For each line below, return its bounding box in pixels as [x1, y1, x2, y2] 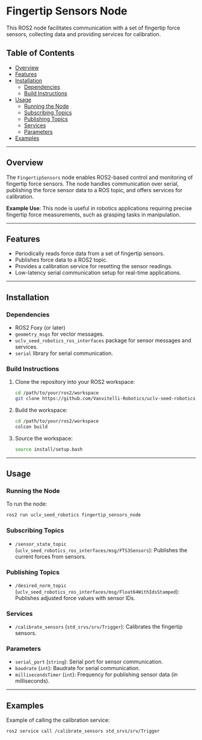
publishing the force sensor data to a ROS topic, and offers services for [6, 186, 183, 193]
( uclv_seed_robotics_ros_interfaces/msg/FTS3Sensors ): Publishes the [14, 547, 188, 554]
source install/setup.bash [14, 446, 83, 453]
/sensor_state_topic [14, 541, 67, 547]
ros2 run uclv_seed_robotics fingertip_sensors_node [6, 512, 141, 518]
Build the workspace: [14, 407, 68, 414]
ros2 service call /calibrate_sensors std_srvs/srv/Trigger [6, 728, 161, 735]
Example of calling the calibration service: [6, 716, 110, 724]
